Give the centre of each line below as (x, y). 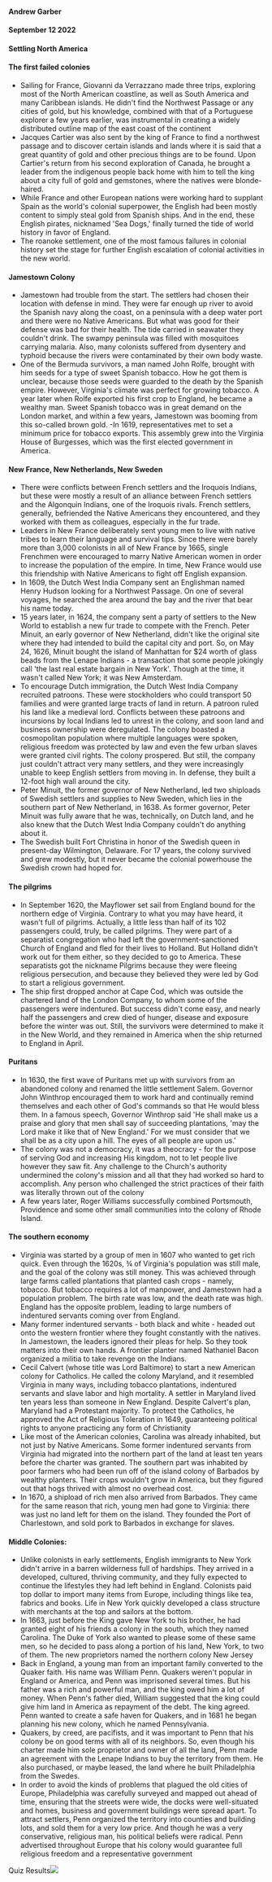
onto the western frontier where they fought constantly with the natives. (140, 1333)
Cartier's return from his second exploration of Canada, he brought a (135, 163)
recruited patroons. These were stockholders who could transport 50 (136, 695)
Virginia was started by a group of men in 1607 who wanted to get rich (138, 1255)
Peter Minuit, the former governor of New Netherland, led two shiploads (140, 790)
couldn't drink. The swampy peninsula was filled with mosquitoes (130, 339)
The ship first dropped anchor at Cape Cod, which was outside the (132, 991)
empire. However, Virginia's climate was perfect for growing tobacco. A (140, 390)
